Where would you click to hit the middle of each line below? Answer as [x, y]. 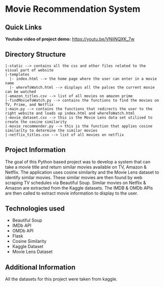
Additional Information [40, 267]
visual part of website [29, 70]
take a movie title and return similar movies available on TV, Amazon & [76, 167]
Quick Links [24, 27]
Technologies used [35, 208]
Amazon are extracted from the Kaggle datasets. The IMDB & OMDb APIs [79, 188]
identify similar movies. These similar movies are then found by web [74, 177]
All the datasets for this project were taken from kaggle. [61, 279]
